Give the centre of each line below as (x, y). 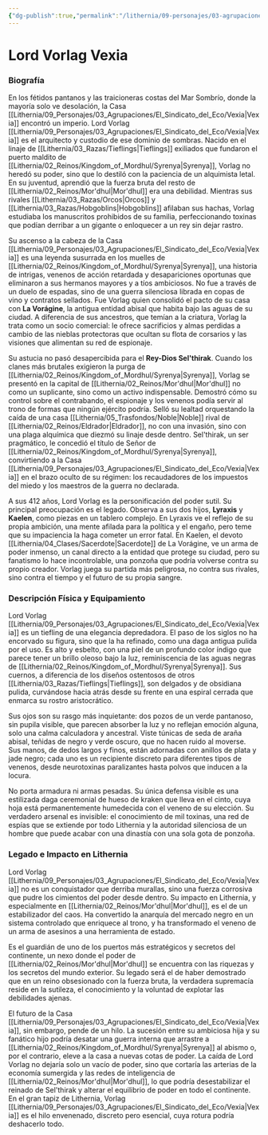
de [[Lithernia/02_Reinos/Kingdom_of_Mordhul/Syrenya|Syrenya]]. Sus (125, 667)
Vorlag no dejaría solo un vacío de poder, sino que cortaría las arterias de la (132, 1064)
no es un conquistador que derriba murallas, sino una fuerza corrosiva (137, 889)
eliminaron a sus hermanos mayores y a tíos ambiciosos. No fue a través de (132, 283)
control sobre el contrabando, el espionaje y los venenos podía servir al (126, 401)
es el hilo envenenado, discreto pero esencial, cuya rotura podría (128, 1115)
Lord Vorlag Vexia (68, 55)
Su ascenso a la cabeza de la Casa (65, 241)
